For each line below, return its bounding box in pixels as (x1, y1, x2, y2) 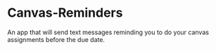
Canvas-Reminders (7, 5, 123, 21)
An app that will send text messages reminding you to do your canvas (7, 28, 210, 36)
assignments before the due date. (7, 35, 106, 43)
